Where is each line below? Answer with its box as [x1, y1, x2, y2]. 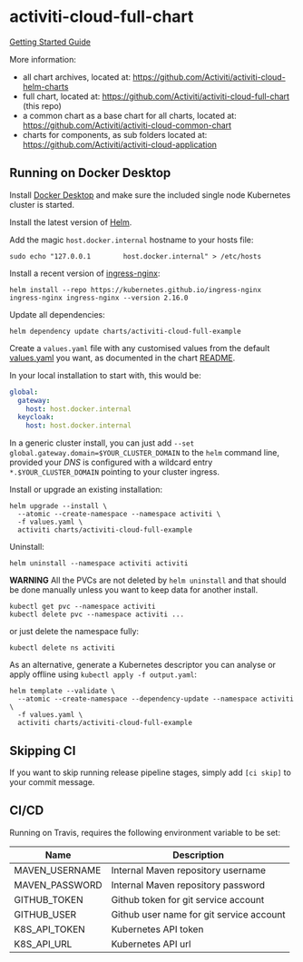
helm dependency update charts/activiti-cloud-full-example [9, 327, 242, 336]
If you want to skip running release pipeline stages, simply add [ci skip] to [9, 767, 292, 778]
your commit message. [9, 776, 95, 787]
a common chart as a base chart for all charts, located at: [22, 110, 238, 121]
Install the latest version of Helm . [9, 216, 132, 228]
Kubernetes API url [111, 937, 191, 950]
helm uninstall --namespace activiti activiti [9, 559, 189, 568]
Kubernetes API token [111, 923, 204, 936]
